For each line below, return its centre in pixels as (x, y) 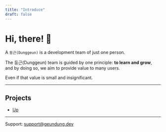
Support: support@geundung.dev (40, 124)
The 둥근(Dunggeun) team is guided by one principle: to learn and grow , (79, 63)
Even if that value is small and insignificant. (49, 78)
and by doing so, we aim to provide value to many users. (62, 68)
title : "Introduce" (25, 10)
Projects (18, 98)
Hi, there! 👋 (28, 39)
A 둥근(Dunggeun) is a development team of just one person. (65, 52)
